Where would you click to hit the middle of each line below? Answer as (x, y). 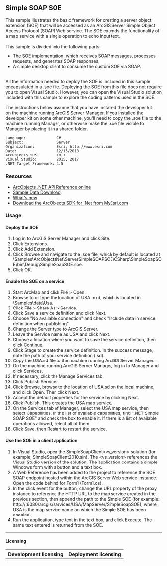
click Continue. (28, 345)
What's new (25, 198)
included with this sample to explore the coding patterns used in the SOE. (81, 97)
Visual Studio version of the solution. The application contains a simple (85, 462)
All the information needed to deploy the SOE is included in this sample (78, 81)
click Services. (28, 371)
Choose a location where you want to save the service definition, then (84, 340)
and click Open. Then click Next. (46, 392)
